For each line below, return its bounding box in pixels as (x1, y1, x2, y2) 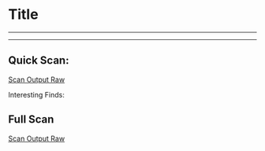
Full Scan (8, 112, 54, 127)
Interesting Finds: (8, 90, 65, 99)
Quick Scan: (8, 53, 69, 68)
